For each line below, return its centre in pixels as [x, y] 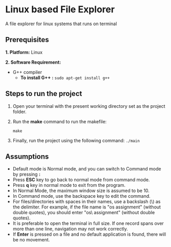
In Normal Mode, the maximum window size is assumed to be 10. [81, 191]
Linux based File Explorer [60, 9]
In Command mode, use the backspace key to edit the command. [82, 196]
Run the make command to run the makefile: [60, 121]
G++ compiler [27, 72]
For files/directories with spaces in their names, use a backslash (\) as [87, 202]
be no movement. [31, 240]
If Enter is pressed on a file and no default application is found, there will [89, 234]
